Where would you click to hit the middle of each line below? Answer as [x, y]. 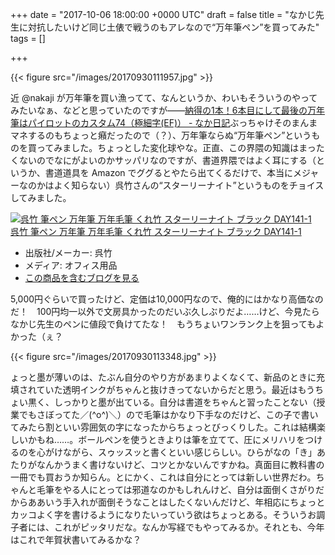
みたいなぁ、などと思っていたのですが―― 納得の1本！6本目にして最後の [159, 110]
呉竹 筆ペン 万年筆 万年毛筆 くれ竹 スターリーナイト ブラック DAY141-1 [156, 231]
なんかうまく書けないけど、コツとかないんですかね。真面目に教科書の [180, 464]
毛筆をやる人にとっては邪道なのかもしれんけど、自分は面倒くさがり [176, 489]
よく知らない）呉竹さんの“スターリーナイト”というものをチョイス [189, 185]
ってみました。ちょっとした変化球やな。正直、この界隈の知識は [168, 147]
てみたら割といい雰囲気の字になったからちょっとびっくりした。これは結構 [163, 427]
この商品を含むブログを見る [82, 277]
